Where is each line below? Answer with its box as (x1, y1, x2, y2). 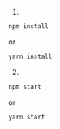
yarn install (8, 52, 53, 60)
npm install (8, 23, 49, 31)
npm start (8, 82, 42, 91)
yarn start (8, 113, 45, 121)
